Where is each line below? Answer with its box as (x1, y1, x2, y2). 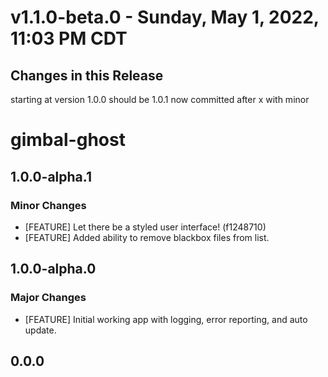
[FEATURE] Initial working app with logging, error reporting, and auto (24, 313, 308, 325)
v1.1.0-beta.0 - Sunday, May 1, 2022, (10, 6, 320, 29)
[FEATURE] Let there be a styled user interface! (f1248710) (24, 221, 267, 233)
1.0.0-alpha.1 (10, 168, 92, 185)
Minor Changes (10, 198, 87, 212)
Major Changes (10, 291, 87, 305)
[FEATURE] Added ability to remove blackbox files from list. (24, 231, 270, 243)
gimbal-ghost (10, 129, 126, 151)
